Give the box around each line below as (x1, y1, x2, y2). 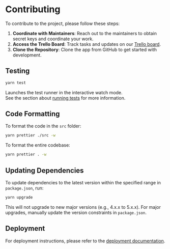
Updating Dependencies (5, 166, 84, 175)
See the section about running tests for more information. (5, 95, 126, 101)
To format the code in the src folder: (5, 123, 81, 129)
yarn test (5, 80, 26, 85)
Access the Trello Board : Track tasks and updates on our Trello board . (12, 41, 161, 47)
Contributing (5, 4, 61, 15)
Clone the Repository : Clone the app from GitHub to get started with (12, 46, 157, 52)
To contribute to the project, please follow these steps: (5, 20, 120, 26)
